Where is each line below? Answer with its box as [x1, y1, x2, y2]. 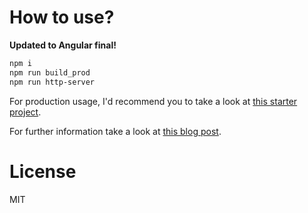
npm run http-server [9, 77, 96, 87]
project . [9, 106, 42, 118]
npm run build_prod [9, 67, 91, 78]
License [9, 160, 77, 183]
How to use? [9, 6, 115, 29]
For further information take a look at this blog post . [9, 125, 222, 137]
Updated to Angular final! [9, 39, 117, 51]
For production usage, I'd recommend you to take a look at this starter [9, 95, 298, 107]
